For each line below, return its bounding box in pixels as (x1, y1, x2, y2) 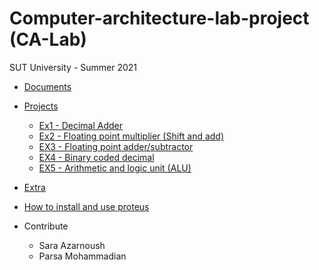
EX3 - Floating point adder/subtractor (38, 140, 194, 152)
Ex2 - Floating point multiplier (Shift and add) (38, 130, 225, 142)
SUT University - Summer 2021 (9, 61, 138, 73)
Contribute (23, 220, 69, 232)
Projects (23, 100, 59, 112)
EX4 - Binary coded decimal (38, 151, 155, 163)
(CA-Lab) (9, 28, 87, 51)
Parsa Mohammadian (38, 250, 127, 262)
